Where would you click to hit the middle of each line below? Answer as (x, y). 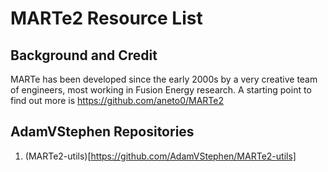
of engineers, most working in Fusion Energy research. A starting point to (161, 90)
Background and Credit (84, 55)
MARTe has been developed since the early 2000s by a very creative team (164, 79)
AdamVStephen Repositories (102, 132)
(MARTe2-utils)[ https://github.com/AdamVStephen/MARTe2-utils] (160, 156)
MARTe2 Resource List (106, 18)
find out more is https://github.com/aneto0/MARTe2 (117, 100)
